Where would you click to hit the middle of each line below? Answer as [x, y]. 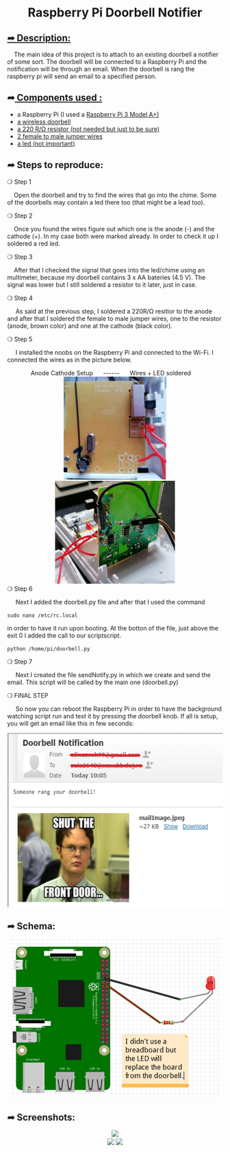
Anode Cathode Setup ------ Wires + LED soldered [111, 373]
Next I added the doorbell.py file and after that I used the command [110, 602]
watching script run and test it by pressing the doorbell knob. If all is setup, [113, 716]
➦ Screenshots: [41, 1117]
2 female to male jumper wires [60, 136]
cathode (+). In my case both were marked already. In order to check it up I [113, 236]
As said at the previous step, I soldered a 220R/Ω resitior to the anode [114, 311]
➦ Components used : [55, 98]
